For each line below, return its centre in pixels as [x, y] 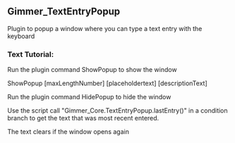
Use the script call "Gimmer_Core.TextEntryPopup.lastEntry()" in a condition [117, 111]
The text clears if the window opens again [68, 132]
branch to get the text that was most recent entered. [83, 118]
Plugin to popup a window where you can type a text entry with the [105, 28]
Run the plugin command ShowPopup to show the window [92, 70]
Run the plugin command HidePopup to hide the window [89, 97]
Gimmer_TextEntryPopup [64, 12]
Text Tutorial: [31, 54]
